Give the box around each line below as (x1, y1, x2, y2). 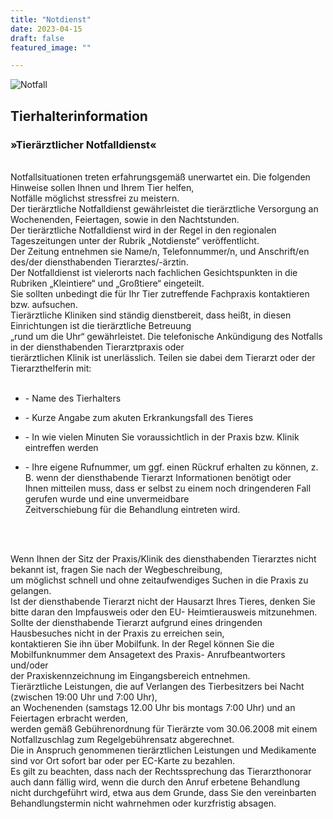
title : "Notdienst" (10, 14, 92, 25)
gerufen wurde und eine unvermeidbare (24, 492, 190, 505)
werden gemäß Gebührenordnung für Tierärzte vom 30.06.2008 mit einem (10, 722, 318, 735)
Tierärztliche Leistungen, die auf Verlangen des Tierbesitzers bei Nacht (10, 680, 305, 692)
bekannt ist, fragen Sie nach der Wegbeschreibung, (10, 563, 223, 575)
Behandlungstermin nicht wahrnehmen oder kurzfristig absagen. (10, 797, 277, 809)
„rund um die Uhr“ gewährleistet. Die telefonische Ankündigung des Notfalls (10, 330, 323, 342)
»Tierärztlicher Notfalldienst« (10, 137, 157, 151)
